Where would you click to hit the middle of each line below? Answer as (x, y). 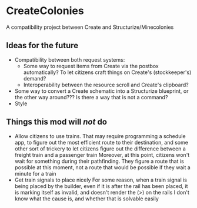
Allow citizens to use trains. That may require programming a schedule (100, 136)
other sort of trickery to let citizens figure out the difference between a (100, 149)
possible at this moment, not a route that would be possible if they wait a (103, 167)
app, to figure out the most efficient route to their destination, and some (101, 142)
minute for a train (36, 173)
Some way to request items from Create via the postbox (91, 66)
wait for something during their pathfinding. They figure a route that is (99, 161)
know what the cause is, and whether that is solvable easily (86, 199)
